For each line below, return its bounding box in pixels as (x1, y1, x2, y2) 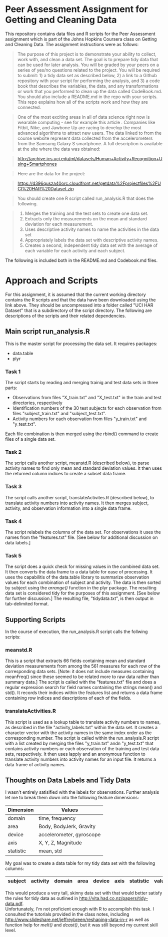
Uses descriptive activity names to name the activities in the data (24, 226, 159, 232)
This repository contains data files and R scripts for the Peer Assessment (5, 31, 156, 37)
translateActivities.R (5, 708, 56, 715)
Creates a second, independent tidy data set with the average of (24, 242, 158, 248)
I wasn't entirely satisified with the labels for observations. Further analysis (5, 789, 159, 795)
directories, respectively (12, 400, 62, 406)
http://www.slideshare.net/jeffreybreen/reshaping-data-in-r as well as (5, 916, 149, 922)
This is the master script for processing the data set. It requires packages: (5, 341, 157, 347)
